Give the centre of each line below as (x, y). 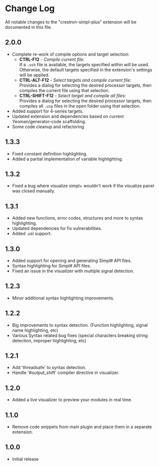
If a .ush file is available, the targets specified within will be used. (84, 64)
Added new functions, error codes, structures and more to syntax (78, 218)
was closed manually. (33, 191)
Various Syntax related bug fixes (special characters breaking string (80, 335)
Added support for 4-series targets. (48, 111)
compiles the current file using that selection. (64, 90)
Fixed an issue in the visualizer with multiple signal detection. (73, 271)
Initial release (25, 459)
